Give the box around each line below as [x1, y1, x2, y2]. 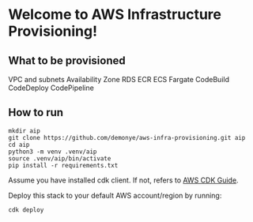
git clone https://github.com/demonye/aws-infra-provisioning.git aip [8, 134, 246, 141]
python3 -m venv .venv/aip [8, 148, 97, 156]
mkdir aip [8, 126, 41, 135]
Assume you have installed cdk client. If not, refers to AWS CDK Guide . [8, 175, 239, 185]
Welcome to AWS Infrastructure [8, 6, 222, 24]
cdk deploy [8, 205, 44, 214]
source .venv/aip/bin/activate [8, 154, 111, 163]
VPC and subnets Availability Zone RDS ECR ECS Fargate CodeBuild [8, 75, 229, 84]
